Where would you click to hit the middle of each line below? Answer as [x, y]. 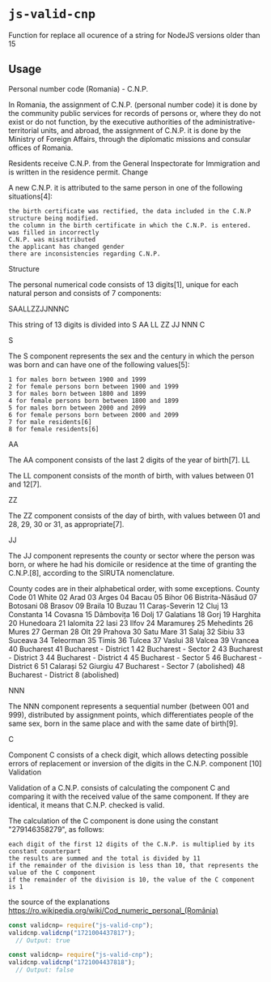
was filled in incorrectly [54, 232]
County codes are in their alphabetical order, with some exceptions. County [134, 588]
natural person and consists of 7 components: [85, 293]
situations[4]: [30, 196]
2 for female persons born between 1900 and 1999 [94, 386]
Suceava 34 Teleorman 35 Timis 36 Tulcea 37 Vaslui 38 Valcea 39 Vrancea [134, 640]
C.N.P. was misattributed [52, 239]
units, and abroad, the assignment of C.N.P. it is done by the [140, 130]
